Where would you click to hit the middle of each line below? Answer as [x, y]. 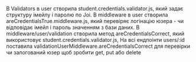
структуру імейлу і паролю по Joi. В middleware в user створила [87, 15]
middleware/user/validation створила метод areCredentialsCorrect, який [95, 34]
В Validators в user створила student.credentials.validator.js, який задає [95, 9]
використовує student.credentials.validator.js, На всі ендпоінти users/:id [95, 40]
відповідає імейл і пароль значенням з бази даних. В [73, 27]
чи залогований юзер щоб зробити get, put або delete [74, 52]
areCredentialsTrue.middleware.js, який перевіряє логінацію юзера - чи [95, 21]
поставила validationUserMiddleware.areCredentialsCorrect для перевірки [98, 46]
